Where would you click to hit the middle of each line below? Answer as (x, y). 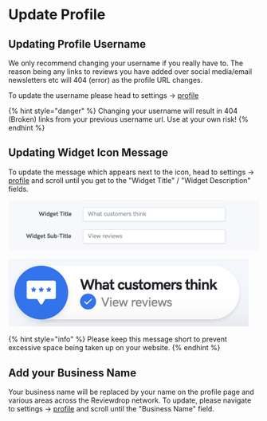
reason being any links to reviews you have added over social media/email (130, 72)
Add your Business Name (73, 373)
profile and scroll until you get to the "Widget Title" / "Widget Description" (130, 180)
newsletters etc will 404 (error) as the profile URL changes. (106, 80)
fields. (19, 189)
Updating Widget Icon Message (88, 153)
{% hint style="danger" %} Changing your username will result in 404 (123, 111)
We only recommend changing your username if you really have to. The (126, 63)
